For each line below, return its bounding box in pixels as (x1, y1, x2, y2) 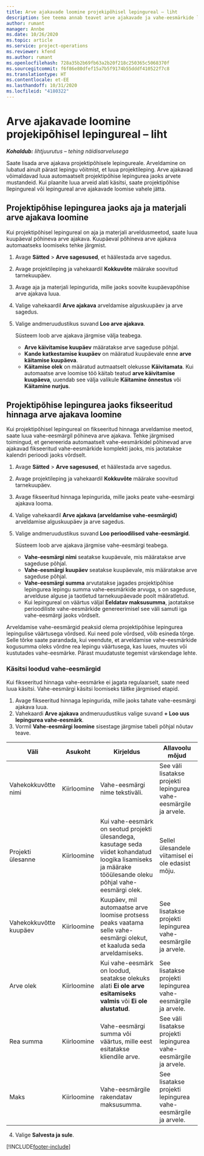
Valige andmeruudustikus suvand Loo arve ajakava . (15, 320, 146, 327)
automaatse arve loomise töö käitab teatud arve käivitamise (24, 369, 175, 376)
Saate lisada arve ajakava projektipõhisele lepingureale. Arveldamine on (6, 159, 186, 166)
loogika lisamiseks (100, 855, 153, 864)
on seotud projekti (100, 825, 152, 833)
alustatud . (100, 1004, 131, 1013)
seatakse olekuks (100, 974, 150, 982)
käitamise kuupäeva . (24, 356, 78, 364)
